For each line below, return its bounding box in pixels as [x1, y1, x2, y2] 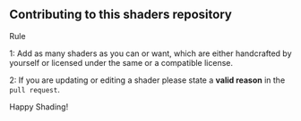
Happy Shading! [9, 101, 69, 112]
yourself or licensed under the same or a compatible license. [9, 57, 233, 68]
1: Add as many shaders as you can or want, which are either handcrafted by [9, 48, 293, 59]
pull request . [9, 84, 60, 94]
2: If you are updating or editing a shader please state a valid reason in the [9, 75, 286, 85]
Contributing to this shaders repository [9, 7, 233, 22]
